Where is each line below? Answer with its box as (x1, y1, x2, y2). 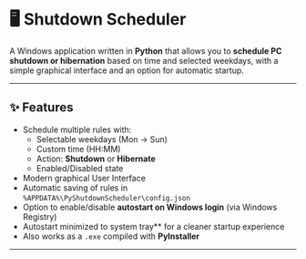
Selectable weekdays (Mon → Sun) (36, 133, 168, 144)
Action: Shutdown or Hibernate (36, 153, 157, 164)
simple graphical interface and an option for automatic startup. (9, 65, 244, 76)
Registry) (22, 211, 57, 222)
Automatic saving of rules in (22, 181, 128, 193)
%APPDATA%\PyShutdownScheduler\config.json (22, 193, 191, 202)
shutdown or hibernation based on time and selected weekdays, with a (9, 55, 279, 66)
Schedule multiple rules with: (22, 124, 132, 135)
